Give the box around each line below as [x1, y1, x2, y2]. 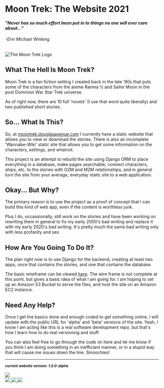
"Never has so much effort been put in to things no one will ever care [5, 20, 148, 25]
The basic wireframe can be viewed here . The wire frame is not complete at [5, 271, 158, 277]
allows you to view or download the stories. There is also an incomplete [5, 136, 149, 142]
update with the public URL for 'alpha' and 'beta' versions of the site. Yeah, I [5, 319, 158, 325]
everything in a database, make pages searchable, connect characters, [5, 161, 148, 167]
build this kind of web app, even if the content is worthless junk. [5, 204, 133, 210]
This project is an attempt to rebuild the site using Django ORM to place [5, 156, 149, 162]
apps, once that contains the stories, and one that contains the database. [5, 262, 152, 267]
